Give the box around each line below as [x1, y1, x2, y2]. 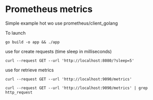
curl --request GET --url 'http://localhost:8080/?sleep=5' [5, 58, 135, 63]
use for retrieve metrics [5, 67, 54, 73]
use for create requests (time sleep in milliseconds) [5, 48, 112, 54]
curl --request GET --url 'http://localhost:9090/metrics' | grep [5, 85, 148, 90]
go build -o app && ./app [5, 39, 60, 45]
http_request [5, 89, 33, 95]
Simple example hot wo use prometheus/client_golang [5, 20, 118, 26]
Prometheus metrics [5, 4, 93, 15]
